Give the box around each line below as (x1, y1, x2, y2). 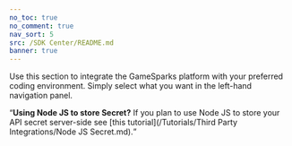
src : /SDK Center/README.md (9, 38, 115, 47)
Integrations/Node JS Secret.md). (9, 126, 133, 137)
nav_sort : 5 (9, 30, 54, 39)
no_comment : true (9, 21, 74, 30)
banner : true (9, 47, 58, 56)
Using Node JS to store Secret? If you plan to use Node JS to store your (13, 107, 280, 118)
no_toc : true (9, 13, 58, 22)
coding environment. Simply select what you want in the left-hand (9, 81, 253, 91)
